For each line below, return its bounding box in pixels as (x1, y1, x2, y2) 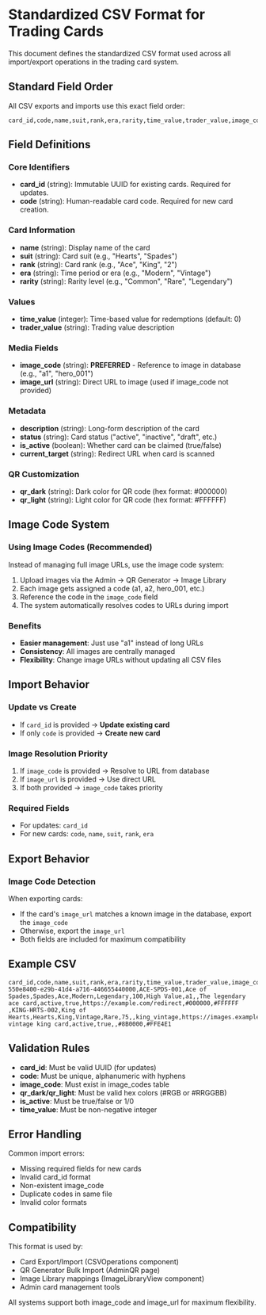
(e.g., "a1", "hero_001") (19, 369, 93, 378)
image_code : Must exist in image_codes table (19, 1080, 170, 1089)
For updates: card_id (19, 820, 89, 830)
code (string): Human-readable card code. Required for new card (19, 197, 234, 206)
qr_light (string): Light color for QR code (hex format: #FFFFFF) (19, 495, 227, 504)
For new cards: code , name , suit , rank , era (19, 829, 154, 839)
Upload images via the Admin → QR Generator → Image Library (19, 575, 227, 584)
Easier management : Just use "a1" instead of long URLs (19, 638, 204, 648)
